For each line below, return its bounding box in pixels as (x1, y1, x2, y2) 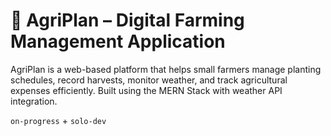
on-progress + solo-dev (10, 114, 107, 126)
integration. (10, 95, 58, 107)
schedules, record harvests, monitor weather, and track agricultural (10, 74, 288, 86)
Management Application (10, 30, 226, 53)
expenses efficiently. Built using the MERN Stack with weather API (10, 84, 283, 96)
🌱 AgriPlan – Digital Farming (10, 9, 245, 32)
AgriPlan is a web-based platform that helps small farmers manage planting (10, 63, 322, 75)
